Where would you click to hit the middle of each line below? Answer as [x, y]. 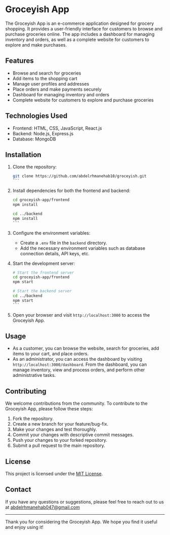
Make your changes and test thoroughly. [55, 430]
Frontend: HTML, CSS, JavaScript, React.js [57, 128]
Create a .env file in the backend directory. [63, 243]
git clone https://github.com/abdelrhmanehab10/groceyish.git [79, 176]
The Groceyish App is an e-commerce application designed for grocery [80, 23]
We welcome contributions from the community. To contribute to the [76, 403]
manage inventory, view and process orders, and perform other [79, 370]
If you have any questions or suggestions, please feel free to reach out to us [85, 502]
